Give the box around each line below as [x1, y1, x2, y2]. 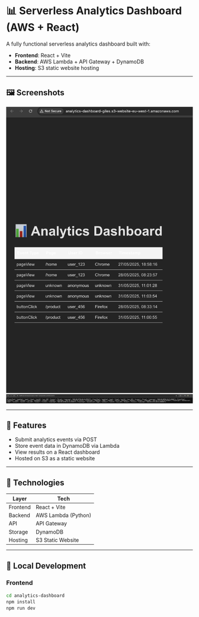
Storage [8, 528, 28, 535]
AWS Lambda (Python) [36, 512, 92, 519]
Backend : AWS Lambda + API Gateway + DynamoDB [14, 58, 144, 65]
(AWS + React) [6, 21, 80, 34]
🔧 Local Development [6, 561, 86, 571]
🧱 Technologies [6, 477, 65, 487]
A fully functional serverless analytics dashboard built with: [6, 40, 151, 47]
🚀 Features [6, 420, 47, 430]
